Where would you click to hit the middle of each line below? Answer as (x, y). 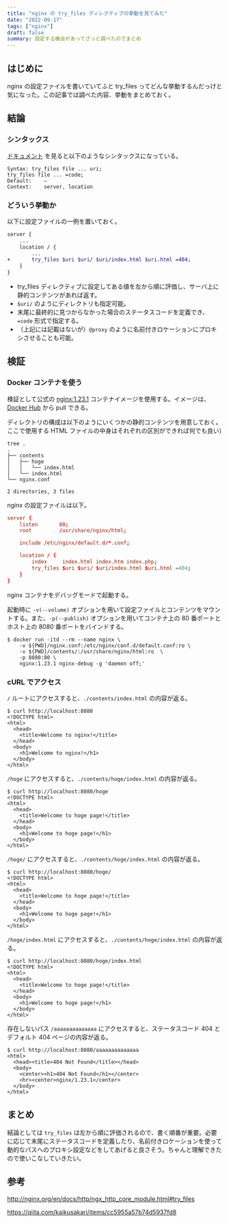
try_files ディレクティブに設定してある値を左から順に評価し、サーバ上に (118, 287)
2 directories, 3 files (41, 491)
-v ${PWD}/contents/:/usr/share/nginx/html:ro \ (92, 651)
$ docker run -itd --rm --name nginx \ (64, 640)
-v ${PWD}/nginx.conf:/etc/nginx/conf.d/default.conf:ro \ (105, 645)
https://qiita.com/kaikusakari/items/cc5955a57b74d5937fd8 (92, 1212)
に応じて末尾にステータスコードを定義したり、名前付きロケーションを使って (114, 1141)
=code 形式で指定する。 (50, 321)
